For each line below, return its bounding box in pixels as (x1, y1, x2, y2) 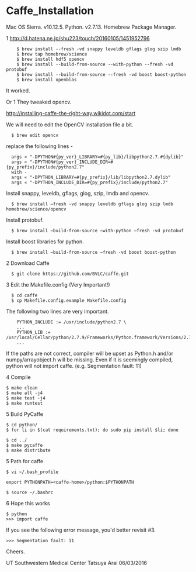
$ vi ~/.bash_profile (6, 469, 59, 475)
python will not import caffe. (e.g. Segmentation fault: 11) (6, 362, 142, 369)
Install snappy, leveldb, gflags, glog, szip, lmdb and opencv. (6, 189, 150, 197)
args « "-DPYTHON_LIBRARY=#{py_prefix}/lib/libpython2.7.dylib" (11, 174, 171, 180)
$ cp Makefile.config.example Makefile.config (11, 297, 127, 304)
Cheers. (6, 548, 25, 555)
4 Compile (6, 373, 31, 381)
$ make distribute (6, 447, 51, 453)
